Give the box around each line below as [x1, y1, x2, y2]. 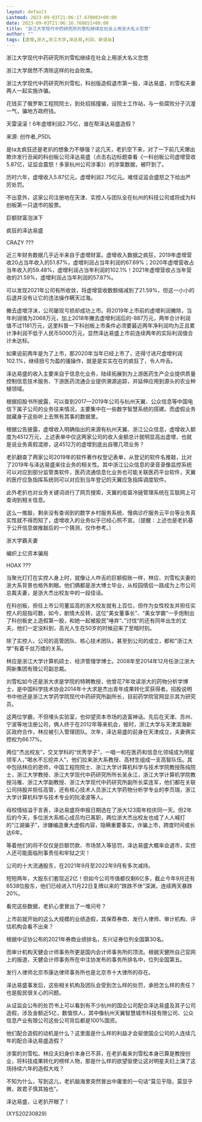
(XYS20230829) [6, 1110, 47, 1117]
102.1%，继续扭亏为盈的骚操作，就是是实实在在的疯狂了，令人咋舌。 [6, 357, 176, 364]
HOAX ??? [6, 562, 31, 569]
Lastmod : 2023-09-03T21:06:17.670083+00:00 [6, 14, 117, 20]
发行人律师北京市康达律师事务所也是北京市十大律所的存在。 [6, 969, 154, 976]
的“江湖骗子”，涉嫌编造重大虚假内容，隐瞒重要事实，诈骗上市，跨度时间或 [6, 821, 191, 829]
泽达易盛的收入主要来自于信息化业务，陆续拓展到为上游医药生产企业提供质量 [6, 370, 196, 377]
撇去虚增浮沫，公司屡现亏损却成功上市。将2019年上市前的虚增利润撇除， [6, 307, 187, 314]
